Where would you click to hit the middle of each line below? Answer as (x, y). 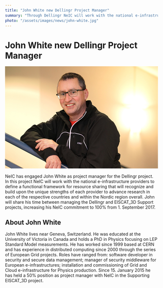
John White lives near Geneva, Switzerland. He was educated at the (73, 234)
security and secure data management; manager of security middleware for (81, 260)
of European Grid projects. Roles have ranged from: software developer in (79, 255)
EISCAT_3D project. (24, 281)
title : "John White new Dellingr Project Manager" (57, 10)
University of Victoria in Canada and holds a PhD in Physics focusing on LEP (81, 239)
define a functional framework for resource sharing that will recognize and (79, 186)
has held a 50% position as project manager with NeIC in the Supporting (77, 275)
